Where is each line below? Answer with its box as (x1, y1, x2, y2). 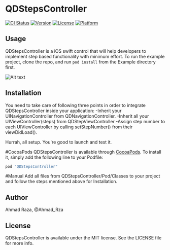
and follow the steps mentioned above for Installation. (5, 178, 118, 185)
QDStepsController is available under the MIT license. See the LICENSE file (5, 235, 162, 241)
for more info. (5, 240, 34, 246)
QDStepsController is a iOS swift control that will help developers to (5, 48, 146, 54)
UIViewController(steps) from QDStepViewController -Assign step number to (5, 118, 165, 124)
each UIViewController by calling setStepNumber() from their (5, 124, 133, 130)
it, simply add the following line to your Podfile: (5, 154, 103, 160)
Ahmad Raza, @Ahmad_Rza (5, 206, 63, 213)
